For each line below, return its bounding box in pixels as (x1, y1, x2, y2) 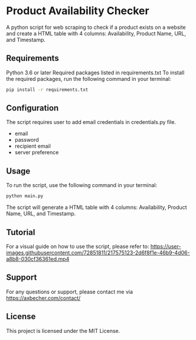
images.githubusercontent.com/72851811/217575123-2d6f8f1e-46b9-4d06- (6, 249, 190, 256)
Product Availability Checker (6, 4, 149, 18)
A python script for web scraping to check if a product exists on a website (6, 24, 186, 31)
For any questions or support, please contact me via (6, 288, 133, 295)
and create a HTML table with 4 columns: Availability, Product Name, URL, (6, 30, 187, 37)
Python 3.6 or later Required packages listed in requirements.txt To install (6, 69, 185, 76)
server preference (14, 149, 59, 156)
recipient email (14, 143, 51, 150)
